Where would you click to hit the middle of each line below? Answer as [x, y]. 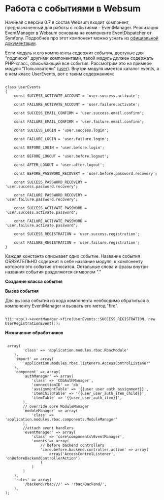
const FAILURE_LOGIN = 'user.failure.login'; [62, 139]
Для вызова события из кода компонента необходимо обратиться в [77, 300]
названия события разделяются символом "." [53, 271]
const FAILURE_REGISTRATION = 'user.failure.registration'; [77, 242]
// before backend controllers [72, 445]
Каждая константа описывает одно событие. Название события [73, 256]
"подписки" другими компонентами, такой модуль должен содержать [79, 58]
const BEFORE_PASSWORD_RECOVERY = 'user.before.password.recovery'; [86, 173]
